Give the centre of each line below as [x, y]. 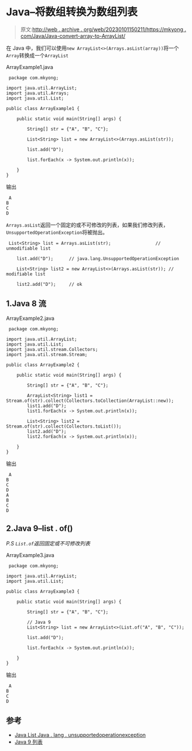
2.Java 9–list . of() [40, 529]
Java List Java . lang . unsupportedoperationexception [80, 735]
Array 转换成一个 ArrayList [37, 55]
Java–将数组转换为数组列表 [72, 12]
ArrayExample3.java [30, 555]
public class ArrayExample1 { [43, 108]
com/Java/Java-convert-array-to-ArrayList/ [73, 36]
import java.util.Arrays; [37, 93]
